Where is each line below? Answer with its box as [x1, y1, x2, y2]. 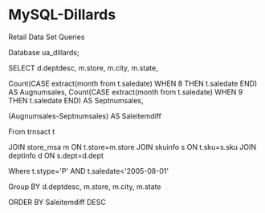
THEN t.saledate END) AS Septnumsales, [8, 95, 144, 105]
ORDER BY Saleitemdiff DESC [8, 197, 106, 207]
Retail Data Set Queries [8, 32, 85, 42]
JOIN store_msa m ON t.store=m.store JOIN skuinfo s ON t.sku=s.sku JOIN [8, 142, 257, 151]
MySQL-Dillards [8, 6, 116, 24]
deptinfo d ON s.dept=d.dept [8, 151, 104, 160]
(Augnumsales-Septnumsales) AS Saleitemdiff [8, 111, 162, 121]
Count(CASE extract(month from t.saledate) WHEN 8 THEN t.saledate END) [8, 78, 258, 88]
